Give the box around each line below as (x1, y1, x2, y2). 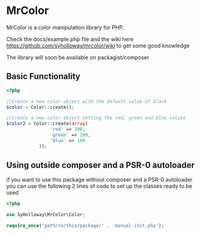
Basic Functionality (6, 71, 81, 82)
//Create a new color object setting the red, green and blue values (6, 115, 186, 121)
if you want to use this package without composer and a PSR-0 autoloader (6, 176, 193, 183)
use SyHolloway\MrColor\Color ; (6, 212, 86, 218)
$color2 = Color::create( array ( (6, 121, 88, 127)
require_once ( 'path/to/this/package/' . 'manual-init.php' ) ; (6, 223, 165, 229)
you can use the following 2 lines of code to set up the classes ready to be (6, 183, 192, 190)
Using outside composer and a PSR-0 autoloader (6, 160, 195, 171)
